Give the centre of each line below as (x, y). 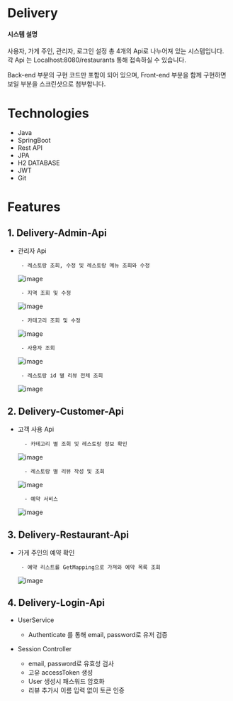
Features (34, 207)
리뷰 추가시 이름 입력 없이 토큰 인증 (76, 690)
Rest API (30, 148)
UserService (36, 620)
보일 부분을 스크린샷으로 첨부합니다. (57, 84)
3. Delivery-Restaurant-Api (68, 534)
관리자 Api (32, 251)
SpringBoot (34, 141)
